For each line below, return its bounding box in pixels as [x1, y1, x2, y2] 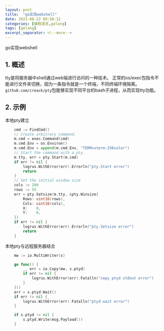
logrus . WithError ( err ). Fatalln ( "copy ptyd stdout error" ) [31, 276, 154, 281]
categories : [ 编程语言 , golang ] [5, 21, 67, 26]
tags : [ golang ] [5, 26, 37, 31]
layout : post [5, 7, 32, 12]
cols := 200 [14, 182, 39, 188]
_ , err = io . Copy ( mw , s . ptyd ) [23, 266, 85, 271]
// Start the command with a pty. [14, 150, 85, 155]
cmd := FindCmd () [14, 127, 50, 132]
